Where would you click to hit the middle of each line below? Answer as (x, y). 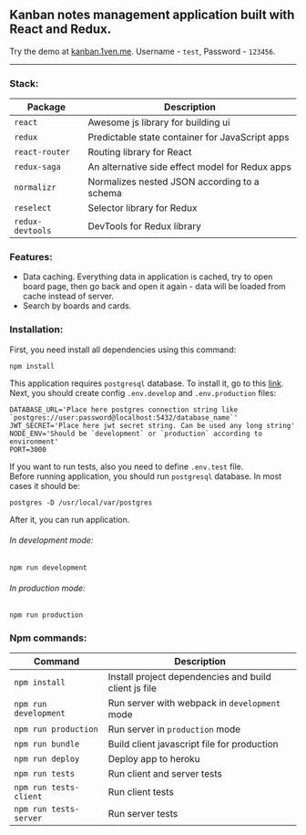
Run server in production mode (174, 729)
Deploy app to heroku (154, 759)
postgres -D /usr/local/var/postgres (81, 502)
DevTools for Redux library (145, 226)
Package (46, 107)
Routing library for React (140, 152)
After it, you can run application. (70, 519)
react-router (42, 152)
